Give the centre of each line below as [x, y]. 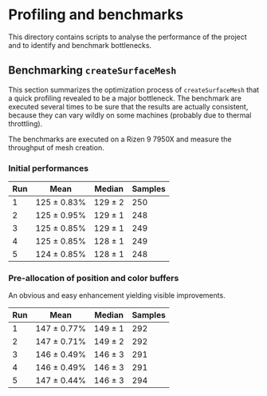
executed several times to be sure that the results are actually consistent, [128, 106]
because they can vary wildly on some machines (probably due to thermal [130, 115]
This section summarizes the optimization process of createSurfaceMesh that [134, 89]
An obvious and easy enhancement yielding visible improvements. [117, 295]
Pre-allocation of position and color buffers [94, 278]
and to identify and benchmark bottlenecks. [80, 45]
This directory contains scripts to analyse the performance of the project [128, 37]
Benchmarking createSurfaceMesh [92, 71]
